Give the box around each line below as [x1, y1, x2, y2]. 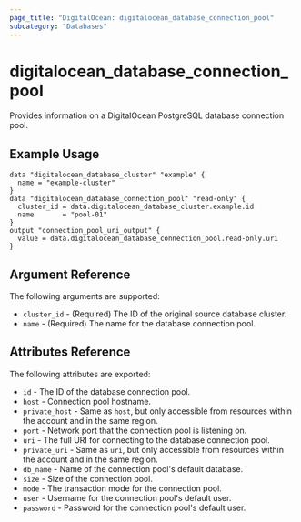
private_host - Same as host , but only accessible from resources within [22, 406, 293, 417]
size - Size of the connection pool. [22, 473, 153, 484]
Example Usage [9, 146, 100, 162]
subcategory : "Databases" [9, 22, 107, 31]
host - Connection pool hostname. [22, 396, 152, 407]
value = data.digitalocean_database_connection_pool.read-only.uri [17, 234, 279, 244]
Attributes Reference [9, 345, 131, 360]
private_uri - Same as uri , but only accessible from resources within [22, 444, 285, 455]
